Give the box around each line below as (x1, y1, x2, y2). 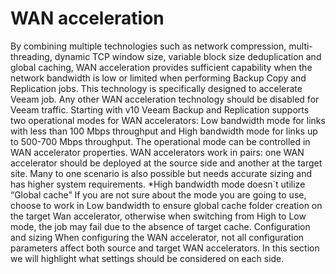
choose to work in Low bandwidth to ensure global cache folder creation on (10, 199, 323, 211)
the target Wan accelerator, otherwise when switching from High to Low (10, 210, 307, 222)
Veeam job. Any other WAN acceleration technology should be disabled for (10, 93, 320, 105)
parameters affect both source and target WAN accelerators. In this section (10, 242, 320, 254)
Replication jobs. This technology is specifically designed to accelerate (10, 82, 303, 94)
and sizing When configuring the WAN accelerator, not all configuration (10, 231, 305, 243)
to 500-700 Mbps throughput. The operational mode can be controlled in (10, 135, 311, 147)
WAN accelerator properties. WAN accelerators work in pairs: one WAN (10, 146, 305, 158)
